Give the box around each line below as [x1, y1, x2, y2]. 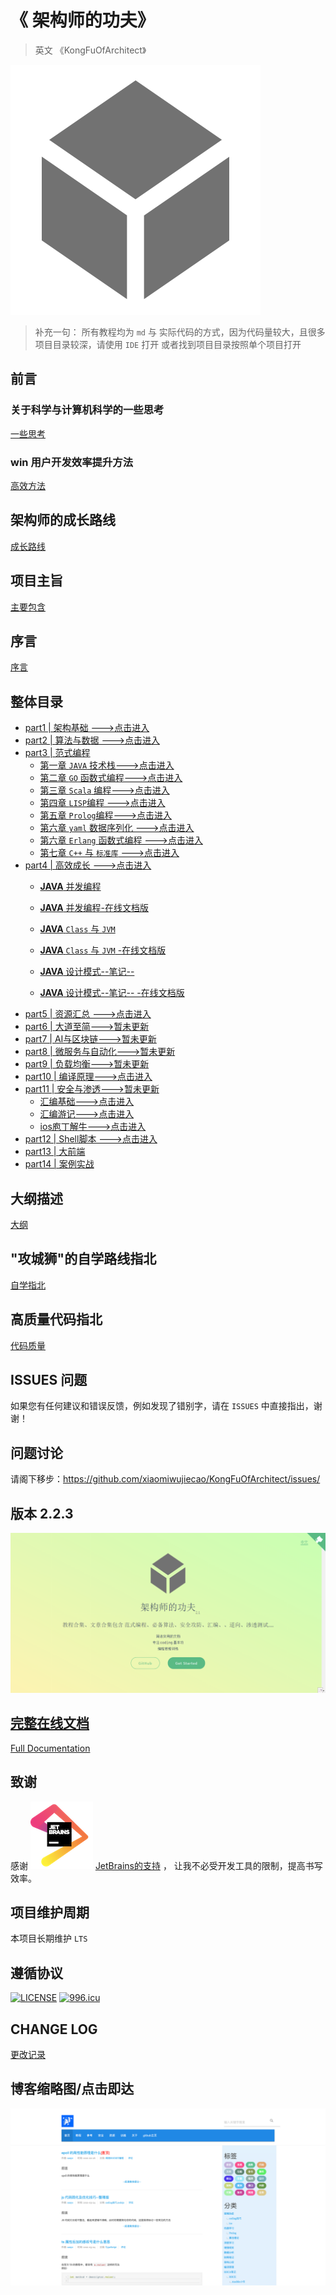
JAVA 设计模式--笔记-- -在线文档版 [39, 987, 185, 999]
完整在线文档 [10, 1715, 90, 1732]
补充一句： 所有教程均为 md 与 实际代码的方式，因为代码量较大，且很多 [34, 326, 326, 338]
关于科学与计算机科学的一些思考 [10, 403, 165, 417]
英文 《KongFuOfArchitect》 [34, 44, 147, 56]
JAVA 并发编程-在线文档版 [39, 902, 150, 914]
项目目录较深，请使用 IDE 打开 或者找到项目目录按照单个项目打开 [34, 338, 302, 350]
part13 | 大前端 [24, 1146, 86, 1158]
